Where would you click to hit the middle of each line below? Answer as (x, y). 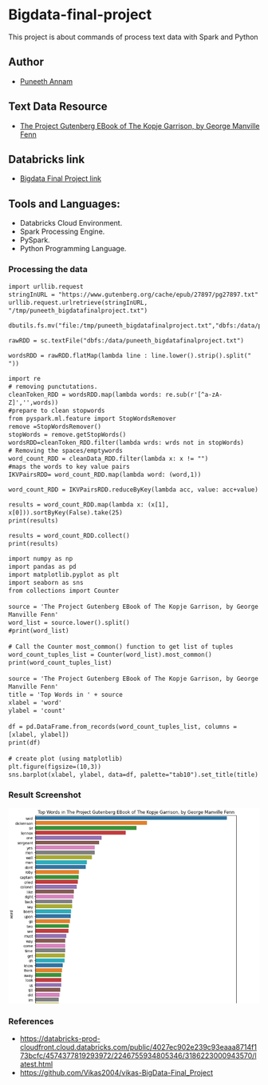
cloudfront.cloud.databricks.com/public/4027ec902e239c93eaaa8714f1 (138, 1047)
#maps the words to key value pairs (69, 467)
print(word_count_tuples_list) (60, 663)
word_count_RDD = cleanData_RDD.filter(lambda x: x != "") (108, 459)
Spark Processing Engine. (62, 232)
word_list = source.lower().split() (69, 623)
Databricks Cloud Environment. (71, 223)
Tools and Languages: (65, 204)
